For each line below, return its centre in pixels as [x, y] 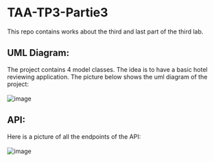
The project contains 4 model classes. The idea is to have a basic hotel [107, 69]
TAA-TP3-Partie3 [58, 13]
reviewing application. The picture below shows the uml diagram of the [107, 77]
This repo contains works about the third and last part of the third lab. [105, 31]
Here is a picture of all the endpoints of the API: [74, 136]
